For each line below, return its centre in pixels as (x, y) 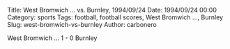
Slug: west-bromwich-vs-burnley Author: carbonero (82, 24)
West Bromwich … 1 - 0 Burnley (52, 38)
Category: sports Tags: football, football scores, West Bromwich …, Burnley (115, 17)
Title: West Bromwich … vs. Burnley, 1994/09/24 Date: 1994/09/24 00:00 (112, 10)
